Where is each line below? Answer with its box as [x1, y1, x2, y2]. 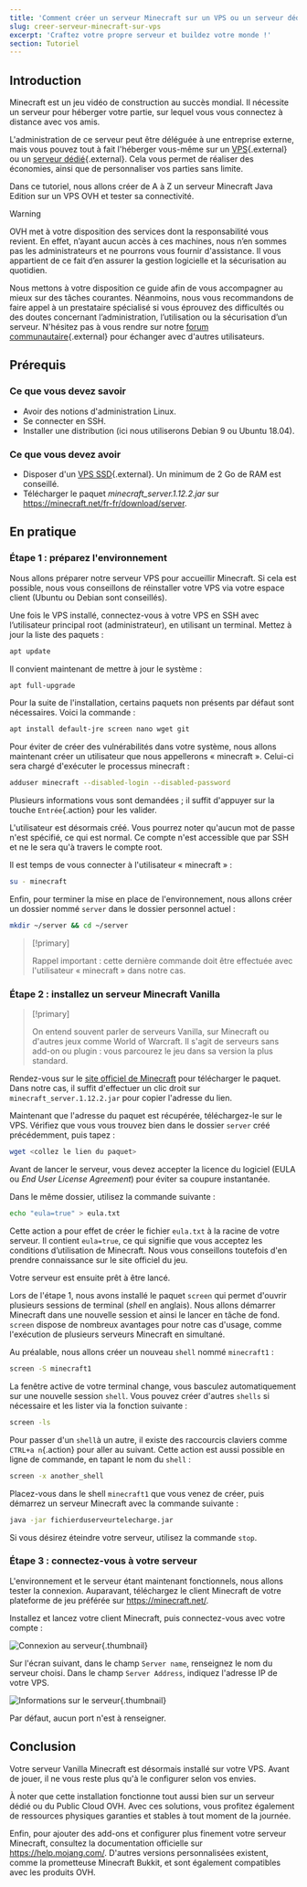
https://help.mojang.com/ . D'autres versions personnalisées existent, [9, 1847, 270, 1858]
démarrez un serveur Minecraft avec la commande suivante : [9, 1498, 239, 1509]
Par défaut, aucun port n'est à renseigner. [9, 1712, 166, 1723]
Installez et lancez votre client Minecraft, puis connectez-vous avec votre [9, 1612, 286, 1623]
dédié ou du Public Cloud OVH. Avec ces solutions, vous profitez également [9, 1800, 295, 1811]
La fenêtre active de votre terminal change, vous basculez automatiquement [9, 1381, 297, 1392]
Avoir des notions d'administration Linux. [22, 406, 176, 417]
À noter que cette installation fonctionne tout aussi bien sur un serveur [9, 1790, 275, 1801]
